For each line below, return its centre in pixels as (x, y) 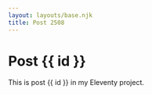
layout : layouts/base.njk (50, 15)
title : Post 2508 (36, 23)
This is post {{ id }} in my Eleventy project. (76, 83)
